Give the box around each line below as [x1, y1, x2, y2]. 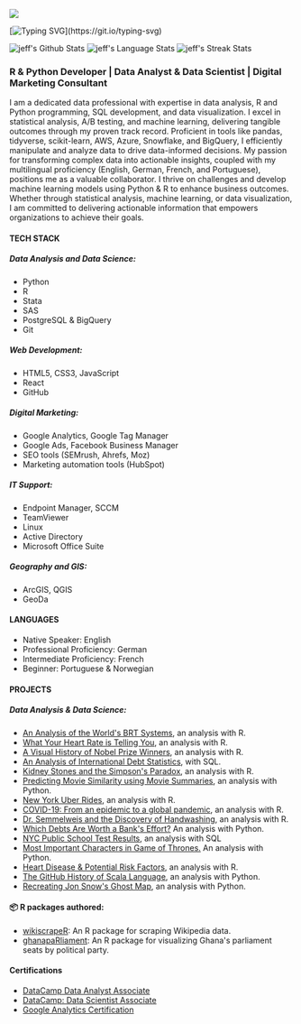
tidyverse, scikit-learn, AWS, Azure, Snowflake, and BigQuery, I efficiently [9, 135, 283, 146]
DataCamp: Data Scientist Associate [22, 994, 157, 1005]
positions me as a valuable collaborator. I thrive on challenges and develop [9, 174, 287, 185]
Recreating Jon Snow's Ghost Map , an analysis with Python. [22, 881, 246, 891]
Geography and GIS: [9, 561, 87, 572]
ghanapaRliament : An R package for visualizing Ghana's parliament [22, 935, 272, 946]
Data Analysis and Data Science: [9, 254, 137, 264]
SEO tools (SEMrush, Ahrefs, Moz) [22, 449, 150, 460]
